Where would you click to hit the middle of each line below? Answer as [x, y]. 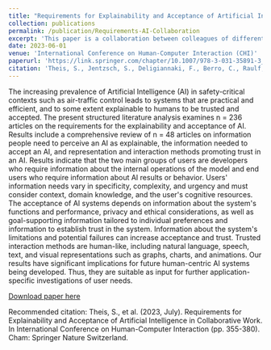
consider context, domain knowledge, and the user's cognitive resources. [131, 194]
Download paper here [44, 296]
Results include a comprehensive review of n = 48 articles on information [130, 134]
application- [230, 272]
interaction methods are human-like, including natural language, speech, [129, 246]
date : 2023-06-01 [38, 46]
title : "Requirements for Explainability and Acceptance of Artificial [131, 16]
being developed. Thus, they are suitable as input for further [108, 272]
